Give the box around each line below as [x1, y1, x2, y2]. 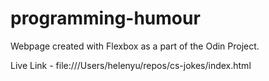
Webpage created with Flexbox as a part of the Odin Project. [10, 40, 260, 52]
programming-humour [10, 7, 201, 30]
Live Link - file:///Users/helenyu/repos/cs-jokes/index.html [10, 59, 252, 71]
